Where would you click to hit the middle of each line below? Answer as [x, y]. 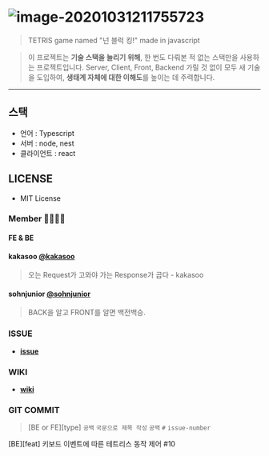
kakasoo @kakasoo [42, 256]
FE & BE [21, 238]
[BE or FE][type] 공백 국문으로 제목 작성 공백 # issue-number [119, 427]
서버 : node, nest [47, 143]
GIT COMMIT [34, 410]
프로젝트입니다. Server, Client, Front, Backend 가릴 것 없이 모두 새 [141, 67]
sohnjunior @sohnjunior [49, 294]
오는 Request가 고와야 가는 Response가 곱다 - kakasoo [116, 275]
